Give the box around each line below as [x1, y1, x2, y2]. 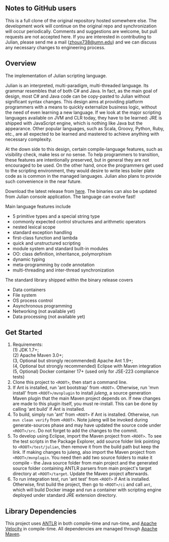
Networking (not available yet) [12, 308, 76, 314]
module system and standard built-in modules [12, 245, 108, 251]
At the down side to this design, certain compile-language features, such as [5, 146, 163, 152]
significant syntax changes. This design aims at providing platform [5, 98, 143, 104]
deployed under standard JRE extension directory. [12, 492, 117, 498]
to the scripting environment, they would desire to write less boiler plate [5, 167, 155, 174]
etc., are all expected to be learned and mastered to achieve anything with [5, 131, 160, 137]
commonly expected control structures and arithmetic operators [12, 218, 146, 224]
